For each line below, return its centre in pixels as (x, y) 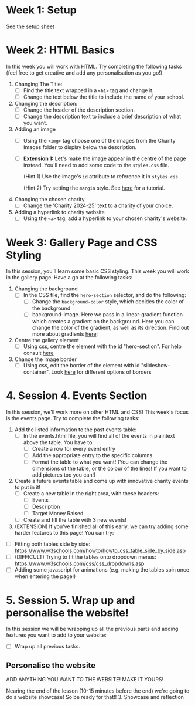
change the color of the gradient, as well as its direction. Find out (110, 327)
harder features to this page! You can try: (64, 533)
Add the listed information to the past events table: (76, 430)
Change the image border (46, 359)
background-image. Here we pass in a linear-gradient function (107, 315)
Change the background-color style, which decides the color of (108, 302)
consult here (38, 353)
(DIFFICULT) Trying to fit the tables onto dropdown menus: (85, 557)
